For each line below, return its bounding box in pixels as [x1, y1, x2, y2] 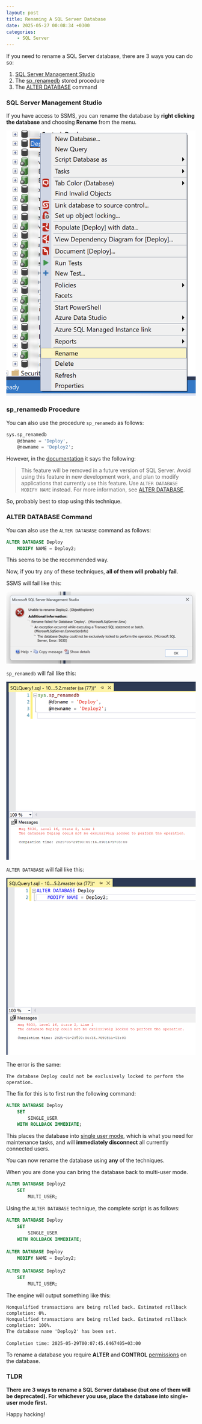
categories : [6, 29, 36, 35]
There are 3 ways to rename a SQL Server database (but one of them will [6, 1386, 191, 1393]
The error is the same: [6, 1061, 61, 1068]
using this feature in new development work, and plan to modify [20, 473, 179, 481]
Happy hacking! [6, 1410, 46, 1418]
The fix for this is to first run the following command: [6, 1090, 136, 1097]
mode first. [19, 1399, 47, 1406]
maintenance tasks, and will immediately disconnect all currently [6, 1138, 169, 1146]
